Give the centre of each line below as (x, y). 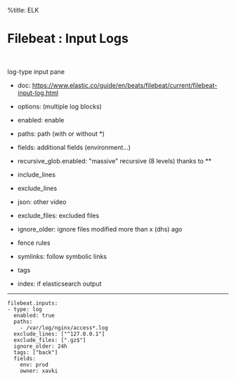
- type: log (25, 309)
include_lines (37, 175)
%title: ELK (23, 10)
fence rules (34, 243)
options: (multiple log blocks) (59, 106)
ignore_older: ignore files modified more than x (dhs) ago (100, 229)
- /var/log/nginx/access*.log (64, 328)
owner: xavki (39, 371)
